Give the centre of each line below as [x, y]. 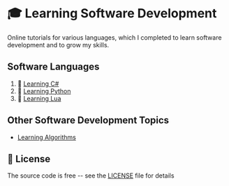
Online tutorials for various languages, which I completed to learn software [114, 37]
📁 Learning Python [44, 91]
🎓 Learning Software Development [112, 14]
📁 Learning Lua [39, 98]
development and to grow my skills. [58, 45]
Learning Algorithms [47, 137]
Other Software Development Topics [88, 120]
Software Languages [53, 67]
